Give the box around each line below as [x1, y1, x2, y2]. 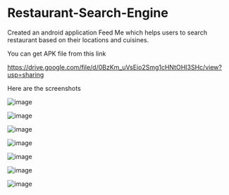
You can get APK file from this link [7, 49, 106, 58]
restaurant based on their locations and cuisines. [7, 35, 149, 44]
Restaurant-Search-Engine [7, 5, 169, 21]
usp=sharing [7, 70, 44, 79]
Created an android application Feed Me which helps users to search [7, 28, 208, 37]
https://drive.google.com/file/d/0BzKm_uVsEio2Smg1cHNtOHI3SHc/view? [7, 63, 222, 71]
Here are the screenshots [7, 84, 81, 92]
